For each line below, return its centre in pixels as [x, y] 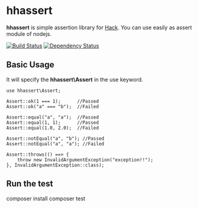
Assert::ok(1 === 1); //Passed [53, 101]
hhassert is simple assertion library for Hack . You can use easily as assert [99, 27]
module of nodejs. [29, 33]
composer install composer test [46, 198]
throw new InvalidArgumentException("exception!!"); [85, 160]
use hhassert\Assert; [34, 91]
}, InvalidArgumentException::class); [55, 165]
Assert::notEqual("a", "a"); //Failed [55, 144]
